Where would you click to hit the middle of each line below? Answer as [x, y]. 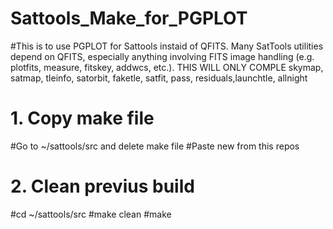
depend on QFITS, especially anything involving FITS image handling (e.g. [162, 56]
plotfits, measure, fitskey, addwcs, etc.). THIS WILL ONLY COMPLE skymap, [167, 67]
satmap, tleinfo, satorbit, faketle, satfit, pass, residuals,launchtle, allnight [159, 78]
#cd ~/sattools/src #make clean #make [91, 214]
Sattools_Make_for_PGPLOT [129, 18]
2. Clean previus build [102, 186]
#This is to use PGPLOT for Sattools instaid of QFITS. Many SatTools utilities [167, 46]
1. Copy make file [82, 118]
